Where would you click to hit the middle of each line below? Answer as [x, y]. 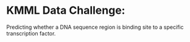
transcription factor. [31, 33]
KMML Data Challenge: [66, 10]
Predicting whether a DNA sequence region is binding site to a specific [95, 27]
